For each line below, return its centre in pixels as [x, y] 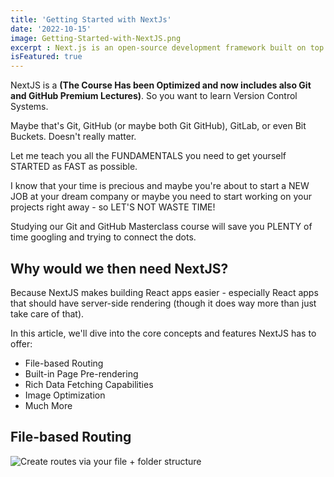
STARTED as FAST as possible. [74, 167]
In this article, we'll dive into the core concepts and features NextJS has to [163, 333]
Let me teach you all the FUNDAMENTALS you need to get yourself [148, 156]
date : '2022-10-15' [51, 29]
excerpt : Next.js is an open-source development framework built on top [167, 47]
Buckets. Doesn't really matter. [73, 137]
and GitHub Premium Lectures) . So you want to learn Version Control [154, 96]
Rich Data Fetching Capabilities [89, 384]
